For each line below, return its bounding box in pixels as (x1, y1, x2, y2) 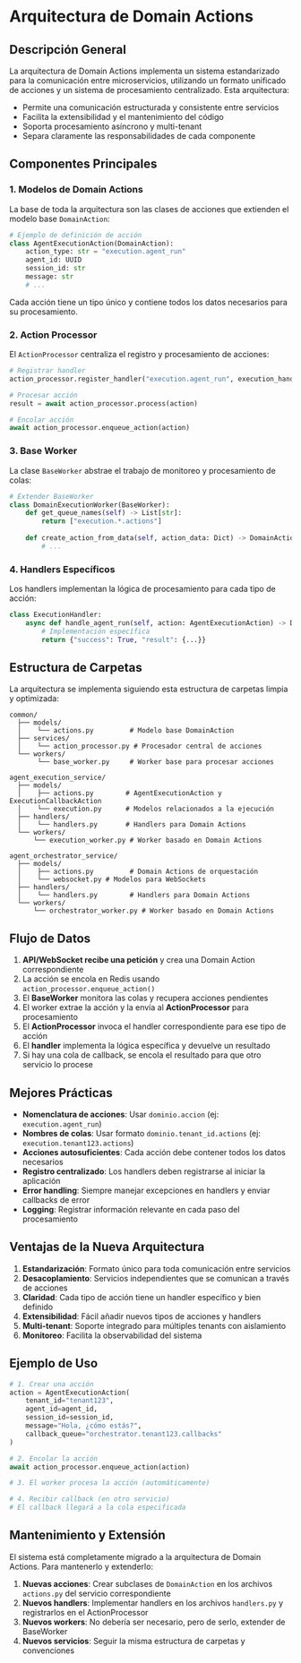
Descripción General (9, 42, 127, 57)
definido (21, 1301, 54, 1312)
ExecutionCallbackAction (9, 797, 102, 806)
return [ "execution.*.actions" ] (41, 517, 163, 526)
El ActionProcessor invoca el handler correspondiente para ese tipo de (21, 1021, 287, 1032)
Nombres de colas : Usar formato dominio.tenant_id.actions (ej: (21, 1128, 262, 1139)
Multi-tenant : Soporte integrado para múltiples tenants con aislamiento (21, 1320, 287, 1331)
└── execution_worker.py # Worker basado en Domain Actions (32, 836, 262, 845)
